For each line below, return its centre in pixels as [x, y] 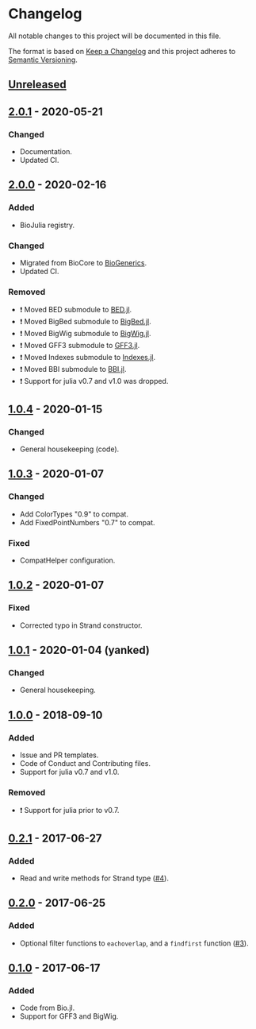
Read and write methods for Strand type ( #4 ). [94, 878]
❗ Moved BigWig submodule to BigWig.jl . [85, 334]
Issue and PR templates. [59, 755]
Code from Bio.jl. [47, 1008]
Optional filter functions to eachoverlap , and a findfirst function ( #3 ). [134, 943]
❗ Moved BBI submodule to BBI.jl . [73, 369]
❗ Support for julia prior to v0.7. [69, 810]
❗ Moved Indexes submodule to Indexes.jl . [88, 358]
